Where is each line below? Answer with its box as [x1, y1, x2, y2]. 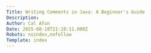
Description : [6, 15, 39, 21]
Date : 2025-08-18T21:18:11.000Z [6, 26, 88, 32]
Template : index [6, 37, 47, 43]
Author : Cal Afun [6, 20, 50, 26]
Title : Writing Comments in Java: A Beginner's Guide [6, 9, 146, 15]
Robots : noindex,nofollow [6, 32, 72, 38]
